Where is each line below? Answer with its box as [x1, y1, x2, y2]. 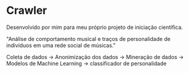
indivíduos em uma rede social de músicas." [6, 42, 116, 49]
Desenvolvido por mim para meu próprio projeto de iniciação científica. [6, 24, 183, 31]
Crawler [6, 4, 47, 17]
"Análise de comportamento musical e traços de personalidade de [6, 35, 171, 42]
